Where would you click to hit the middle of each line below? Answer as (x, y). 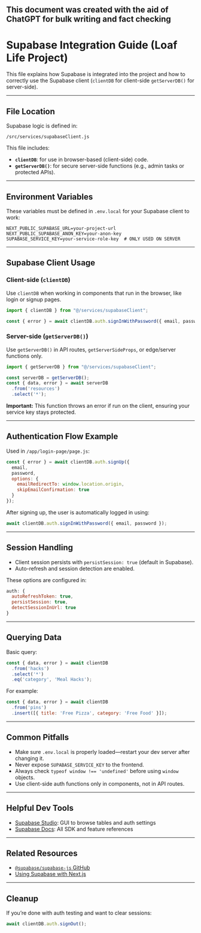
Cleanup (22, 899)
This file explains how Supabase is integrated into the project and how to (96, 74)
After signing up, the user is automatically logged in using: (78, 512)
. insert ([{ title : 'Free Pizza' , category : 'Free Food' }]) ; (89, 713)
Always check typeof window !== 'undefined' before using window (97, 771)
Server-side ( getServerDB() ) (47, 337)
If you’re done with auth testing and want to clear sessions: (79, 913)
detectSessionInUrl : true (44, 608)
